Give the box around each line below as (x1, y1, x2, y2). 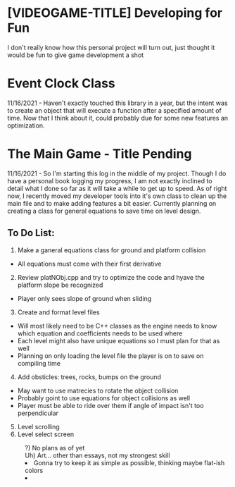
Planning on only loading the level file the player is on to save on (17, 351, 204, 360)
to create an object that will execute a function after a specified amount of (7, 106, 222, 114)
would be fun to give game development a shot (7, 51, 144, 59)
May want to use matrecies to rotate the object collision (17, 386, 179, 395)
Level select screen (17, 430, 75, 438)
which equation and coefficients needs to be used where (17, 329, 183, 338)
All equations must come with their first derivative (17, 259, 162, 268)
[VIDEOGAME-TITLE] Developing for (7, 5, 223, 21)
